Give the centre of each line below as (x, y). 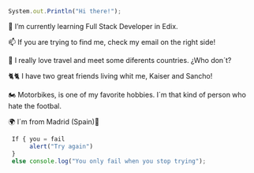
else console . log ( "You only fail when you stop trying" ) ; (109, 161)
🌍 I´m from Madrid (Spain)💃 (54, 121)
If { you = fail (38, 139)
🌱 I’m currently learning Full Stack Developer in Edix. (93, 26)
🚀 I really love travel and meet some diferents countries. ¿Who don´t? (120, 60)
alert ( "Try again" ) (61, 146)
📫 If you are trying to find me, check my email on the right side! (112, 42)
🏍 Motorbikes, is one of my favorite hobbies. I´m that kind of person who (127, 94)
